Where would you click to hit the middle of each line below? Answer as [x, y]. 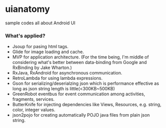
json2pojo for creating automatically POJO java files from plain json [81, 115]
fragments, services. [33, 99]
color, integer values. [34, 110]
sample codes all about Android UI [40, 23]
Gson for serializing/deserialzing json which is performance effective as [86, 83]
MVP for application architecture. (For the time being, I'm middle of [81, 57]
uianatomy [28, 9]
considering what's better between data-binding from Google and [80, 63]
